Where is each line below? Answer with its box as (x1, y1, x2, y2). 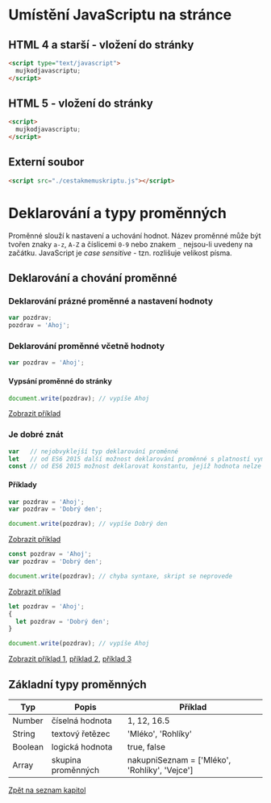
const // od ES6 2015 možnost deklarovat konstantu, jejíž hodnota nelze (8, 462, 262, 470)
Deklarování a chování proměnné (8, 271, 177, 285)
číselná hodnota (51, 715, 113, 726)
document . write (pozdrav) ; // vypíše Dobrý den (8, 519, 168, 528)
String (12, 728, 35, 739)
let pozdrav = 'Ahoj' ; (8, 602, 85, 611)
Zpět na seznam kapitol (8, 785, 86, 795)
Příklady (8, 479, 38, 490)
